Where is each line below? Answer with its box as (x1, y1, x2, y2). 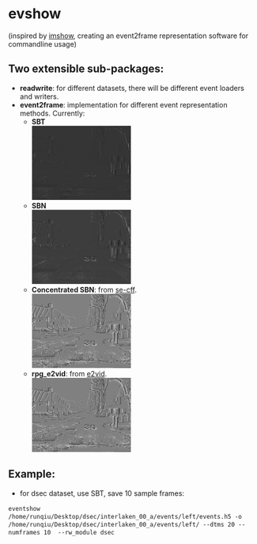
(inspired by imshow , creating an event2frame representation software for (8, 31, 249, 40)
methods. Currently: (19, 108, 85, 118)
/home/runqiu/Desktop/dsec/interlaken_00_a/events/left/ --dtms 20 (8, 520, 236, 528)
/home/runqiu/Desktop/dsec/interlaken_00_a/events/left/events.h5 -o (8, 512, 243, 520)
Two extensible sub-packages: (8, 62, 164, 76)
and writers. (19, 92, 59, 101)
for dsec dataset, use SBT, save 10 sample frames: (19, 488, 184, 498)
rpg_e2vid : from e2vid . (31, 368, 108, 378)
